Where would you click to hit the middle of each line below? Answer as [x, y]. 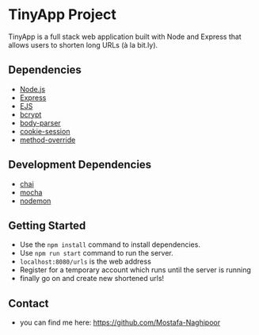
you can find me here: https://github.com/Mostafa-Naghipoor [120, 322]
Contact [29, 303]
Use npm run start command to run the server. [97, 253]
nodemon [35, 201]
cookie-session [45, 131]
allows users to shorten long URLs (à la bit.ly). [83, 44]
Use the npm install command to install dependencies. [110, 245]
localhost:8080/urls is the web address [86, 262]
